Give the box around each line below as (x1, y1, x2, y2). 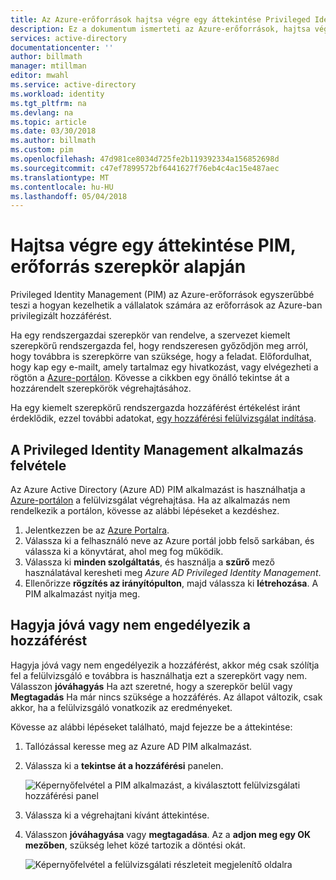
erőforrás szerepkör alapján (10, 256, 247, 278)
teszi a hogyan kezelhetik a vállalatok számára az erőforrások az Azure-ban (10, 299, 323, 311)
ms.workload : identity (10, 89, 105, 99)
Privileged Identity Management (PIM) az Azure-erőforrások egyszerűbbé (10, 289, 315, 301)
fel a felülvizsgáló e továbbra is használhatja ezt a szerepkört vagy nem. (10, 669, 308, 681)
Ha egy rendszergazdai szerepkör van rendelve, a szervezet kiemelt (10, 329, 291, 341)
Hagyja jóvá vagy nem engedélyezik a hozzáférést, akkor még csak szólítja (10, 659, 320, 671)
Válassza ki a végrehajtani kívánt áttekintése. (24, 809, 210, 821)
